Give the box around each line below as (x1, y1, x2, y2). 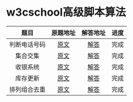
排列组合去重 (9, 85, 46, 94)
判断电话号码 (9, 40, 46, 49)
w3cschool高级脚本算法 (6, 5, 126, 19)
